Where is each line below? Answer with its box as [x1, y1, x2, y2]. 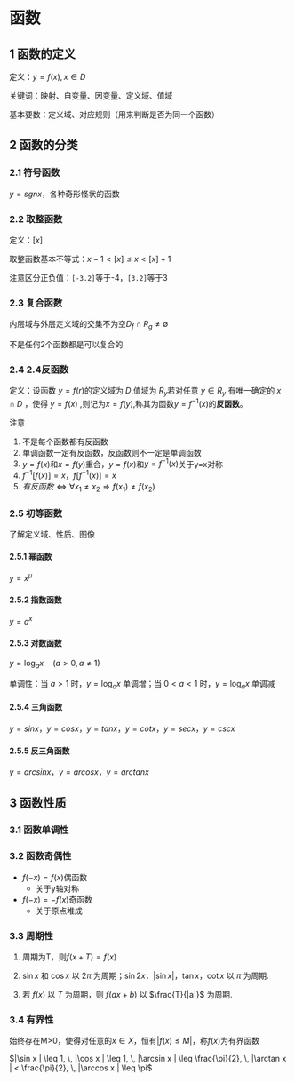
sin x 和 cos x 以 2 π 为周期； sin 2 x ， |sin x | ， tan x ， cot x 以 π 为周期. [21, 970, 269, 982]
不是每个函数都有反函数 [21, 436, 108, 447]
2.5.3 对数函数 [9, 637, 62, 648]
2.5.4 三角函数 [9, 702, 63, 712]
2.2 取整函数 [9, 212, 63, 225]
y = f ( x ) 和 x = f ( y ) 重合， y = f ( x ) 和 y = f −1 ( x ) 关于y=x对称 [21, 457, 224, 469]
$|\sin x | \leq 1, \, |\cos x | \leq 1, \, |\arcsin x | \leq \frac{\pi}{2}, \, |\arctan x [9, 1054, 287, 1064]
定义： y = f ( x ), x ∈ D [9, 72, 86, 82]
